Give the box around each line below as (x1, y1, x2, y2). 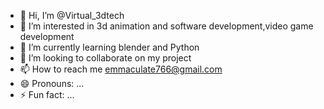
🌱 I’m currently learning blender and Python (19, 41, 200, 53)
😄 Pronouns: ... (19, 78, 85, 89)
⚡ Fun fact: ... (19, 89, 75, 100)
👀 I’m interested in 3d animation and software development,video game (19, 20, 314, 32)
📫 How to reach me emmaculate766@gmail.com (19, 63, 223, 75)
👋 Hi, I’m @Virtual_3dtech (19, 10, 125, 21)
